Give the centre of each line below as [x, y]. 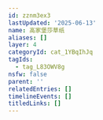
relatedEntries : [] [40, 89]
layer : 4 [22, 45]
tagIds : [21, 60]
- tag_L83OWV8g [40, 67]
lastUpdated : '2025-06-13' [52, 23]
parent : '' [26, 81]
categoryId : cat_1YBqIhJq [50, 52]
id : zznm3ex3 [29, 15]
